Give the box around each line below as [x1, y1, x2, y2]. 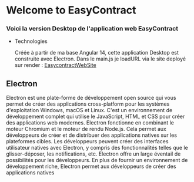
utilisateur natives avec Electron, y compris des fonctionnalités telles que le [6, 144, 188, 151]
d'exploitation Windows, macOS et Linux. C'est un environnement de [6, 107, 173, 114]
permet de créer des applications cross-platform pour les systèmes [6, 100, 170, 107]
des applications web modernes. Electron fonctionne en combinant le [6, 119, 175, 126]
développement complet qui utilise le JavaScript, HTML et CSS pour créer [6, 113, 185, 120]
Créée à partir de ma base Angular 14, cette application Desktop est [14, 49, 179, 56]
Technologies [14, 38, 48, 45]
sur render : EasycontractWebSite [14, 62, 96, 69]
